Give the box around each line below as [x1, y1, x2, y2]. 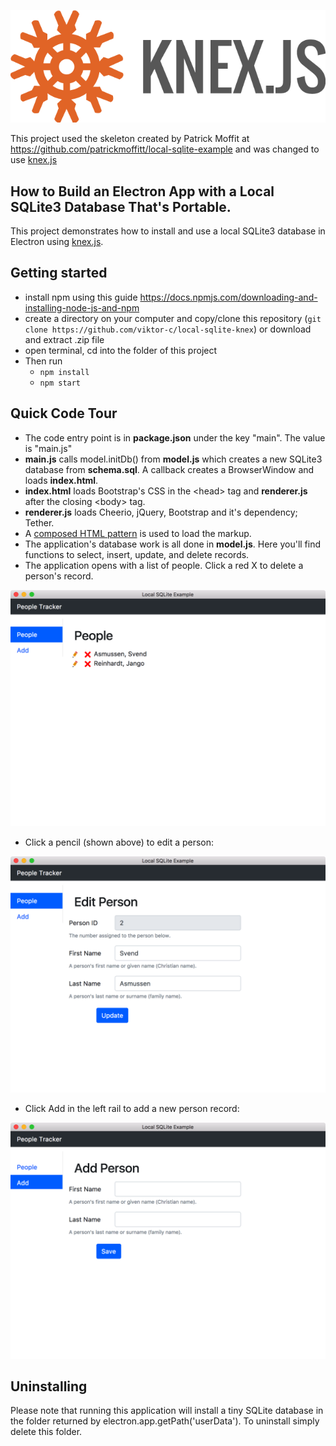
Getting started [10, 265, 108, 282]
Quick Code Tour [10, 405, 118, 422]
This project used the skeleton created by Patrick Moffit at [10, 133, 250, 145]
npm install [39, 367, 90, 377]
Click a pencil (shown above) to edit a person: [24, 836, 215, 848]
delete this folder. [10, 1426, 83, 1438]
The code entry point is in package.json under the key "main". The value [24, 431, 326, 444]
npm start [39, 378, 82, 388]
